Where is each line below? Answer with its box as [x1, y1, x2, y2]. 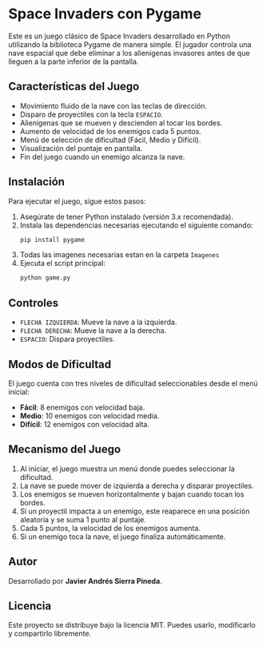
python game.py [19, 274, 71, 282]
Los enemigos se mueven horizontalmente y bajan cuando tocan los [19, 489, 245, 499]
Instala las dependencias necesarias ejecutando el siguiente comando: [19, 220, 253, 230]
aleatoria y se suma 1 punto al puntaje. [19, 514, 146, 524]
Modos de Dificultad [8, 357, 112, 371]
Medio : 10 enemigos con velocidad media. [19, 410, 160, 420]
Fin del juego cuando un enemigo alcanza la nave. [19, 152, 185, 161]
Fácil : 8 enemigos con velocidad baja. [19, 402, 145, 412]
